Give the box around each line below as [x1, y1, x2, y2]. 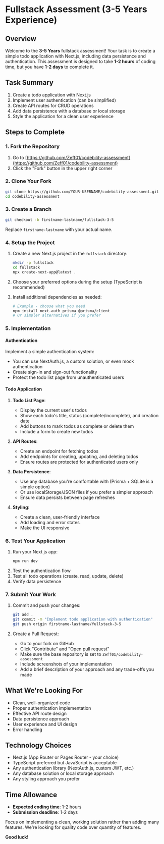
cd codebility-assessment [5, 194, 60, 199]
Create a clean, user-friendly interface [20, 514, 100, 520]
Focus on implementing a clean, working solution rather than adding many [5, 819, 159, 825]
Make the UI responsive [20, 525, 70, 531]
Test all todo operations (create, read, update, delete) [12, 573, 124, 579]
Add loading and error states [20, 519, 80, 525]
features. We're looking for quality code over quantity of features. [5, 824, 141, 830]
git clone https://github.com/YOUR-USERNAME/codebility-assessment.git [5, 189, 159, 194]
